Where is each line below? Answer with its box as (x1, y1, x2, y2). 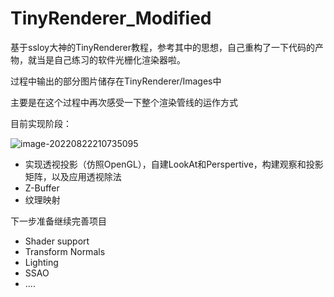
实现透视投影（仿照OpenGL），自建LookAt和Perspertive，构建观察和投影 (24, 158, 324, 170)
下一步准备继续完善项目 (10, 215, 107, 227)
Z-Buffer (24, 182, 60, 194)
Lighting (24, 256, 59, 268)
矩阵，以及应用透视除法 (24, 170, 122, 182)
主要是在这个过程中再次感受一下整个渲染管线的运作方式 (10, 96, 238, 108)
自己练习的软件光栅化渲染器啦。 (53, 53, 186, 66)
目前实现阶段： (10, 117, 72, 129)
